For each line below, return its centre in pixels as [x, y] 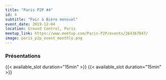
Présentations [23, 56]
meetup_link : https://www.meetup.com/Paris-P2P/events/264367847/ [77, 33]
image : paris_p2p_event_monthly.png [44, 38]
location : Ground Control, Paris [40, 29]
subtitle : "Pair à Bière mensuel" [42, 19]
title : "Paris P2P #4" [29, 10]
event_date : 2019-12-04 [30, 24]
